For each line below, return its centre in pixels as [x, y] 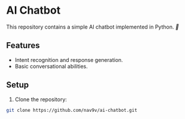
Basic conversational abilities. [51, 66]
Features [23, 46]
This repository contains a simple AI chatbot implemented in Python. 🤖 [92, 27]
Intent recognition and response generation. [69, 59]
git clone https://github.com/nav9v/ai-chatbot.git [72, 110]
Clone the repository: [41, 99]
